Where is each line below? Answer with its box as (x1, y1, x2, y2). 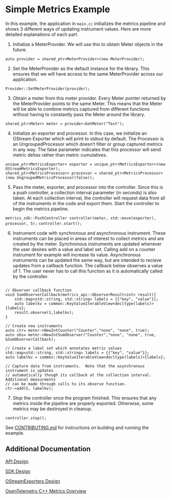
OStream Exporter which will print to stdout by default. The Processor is (12, 135, 164, 141)
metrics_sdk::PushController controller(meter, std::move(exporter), (5, 215, 157, 220)
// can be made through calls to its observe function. (5, 381, 127, 386)
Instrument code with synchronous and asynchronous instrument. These (12, 230, 166, 236)
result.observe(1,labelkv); (14, 310, 74, 315)
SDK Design (5, 468, 31, 474)
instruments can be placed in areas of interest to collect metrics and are (12, 235, 164, 241)
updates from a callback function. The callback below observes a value (12, 262, 163, 268)
